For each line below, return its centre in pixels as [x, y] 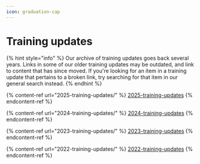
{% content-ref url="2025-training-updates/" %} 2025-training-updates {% [100, 95]
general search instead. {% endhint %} [54, 83]
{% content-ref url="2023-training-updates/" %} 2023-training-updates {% [100, 131]
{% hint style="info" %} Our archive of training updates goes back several [98, 58]
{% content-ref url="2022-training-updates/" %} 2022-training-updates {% [100, 149]
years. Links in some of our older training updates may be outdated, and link [100, 64]
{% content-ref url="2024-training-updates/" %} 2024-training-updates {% [100, 113]
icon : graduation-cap [33, 12]
